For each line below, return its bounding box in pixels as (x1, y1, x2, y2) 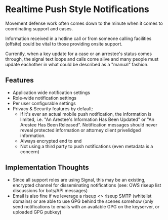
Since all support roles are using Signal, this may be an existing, (12, 177, 146, 183)
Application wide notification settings (12, 90, 90, 96)
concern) (20, 148, 39, 155)
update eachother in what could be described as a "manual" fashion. (5, 61, 149, 67)
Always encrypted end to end (20, 138, 82, 144)
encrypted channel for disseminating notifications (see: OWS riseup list (12, 182, 161, 188)
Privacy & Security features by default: (12, 105, 94, 112)
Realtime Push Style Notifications (5, 4, 149, 15)
